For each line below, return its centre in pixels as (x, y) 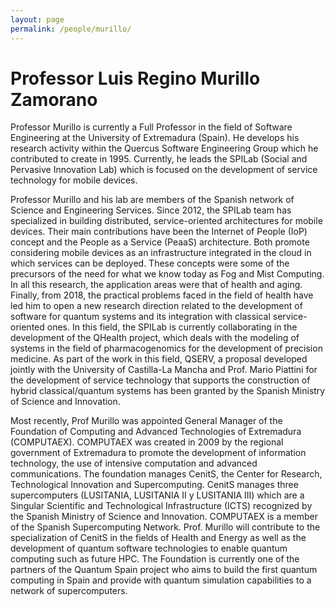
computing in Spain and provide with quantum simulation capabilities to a (161, 580)
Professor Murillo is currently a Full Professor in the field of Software (151, 127)
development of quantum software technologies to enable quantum (149, 548)
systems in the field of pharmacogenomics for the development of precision (166, 348)
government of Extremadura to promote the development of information (158, 453)
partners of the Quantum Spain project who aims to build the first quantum (164, 570)
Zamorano (54, 99)
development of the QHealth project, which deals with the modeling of (155, 338)
